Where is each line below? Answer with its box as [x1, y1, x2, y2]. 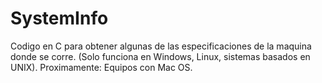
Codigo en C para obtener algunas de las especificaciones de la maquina [10, 40, 312, 52]
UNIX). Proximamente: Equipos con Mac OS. [10, 61, 193, 73]
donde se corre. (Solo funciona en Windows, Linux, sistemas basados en [10, 50, 311, 62]
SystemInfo [10, 7, 109, 30]
